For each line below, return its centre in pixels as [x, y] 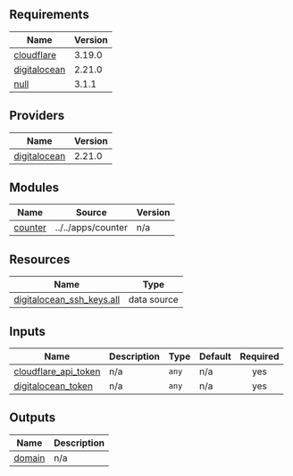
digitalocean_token [54, 386]
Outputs [33, 418]
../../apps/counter [91, 228]
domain [29, 457]
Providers [37, 116]
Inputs [28, 331]
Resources [40, 259]
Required [260, 356]
